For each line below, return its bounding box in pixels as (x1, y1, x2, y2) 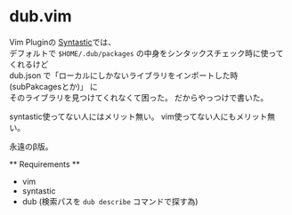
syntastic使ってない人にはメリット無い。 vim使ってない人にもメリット (9, 111, 268, 122)
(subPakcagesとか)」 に (9, 81, 98, 92)
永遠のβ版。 (9, 140, 53, 152)
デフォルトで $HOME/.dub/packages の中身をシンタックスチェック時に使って (9, 47, 284, 59)
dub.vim (9, 6, 73, 27)
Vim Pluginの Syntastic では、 (9, 36, 117, 47)
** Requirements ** (9, 158, 80, 170)
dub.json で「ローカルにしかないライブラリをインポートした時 (9, 69, 239, 81)
